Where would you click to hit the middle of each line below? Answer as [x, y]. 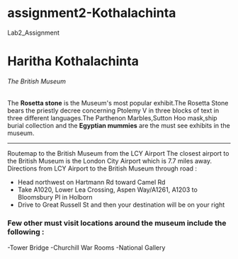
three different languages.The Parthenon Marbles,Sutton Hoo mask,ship [112, 118]
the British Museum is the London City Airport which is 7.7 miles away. [110, 161]
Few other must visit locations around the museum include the [117, 223]
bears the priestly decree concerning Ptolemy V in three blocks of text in [113, 110]
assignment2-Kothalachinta [92, 13]
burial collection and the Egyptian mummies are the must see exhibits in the [119, 126]
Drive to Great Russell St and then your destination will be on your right [121, 205]
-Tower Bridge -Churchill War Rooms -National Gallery [86, 247]
